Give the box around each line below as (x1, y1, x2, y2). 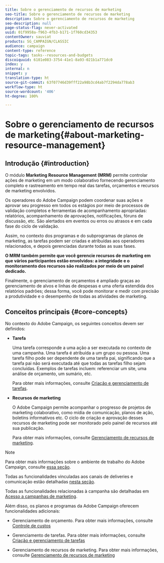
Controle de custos (12, 523, 51, 529)
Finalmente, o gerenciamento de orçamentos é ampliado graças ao (5, 278, 141, 284)
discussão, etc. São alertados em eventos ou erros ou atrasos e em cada (5, 218, 152, 224)
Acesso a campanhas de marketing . (5, 493, 77, 499)
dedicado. (5, 268, 26, 274)
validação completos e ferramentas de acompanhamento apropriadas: (5, 208, 147, 213)
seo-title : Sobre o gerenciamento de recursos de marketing (5, 12, 131, 17)
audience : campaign (5, 44, 45, 48)
